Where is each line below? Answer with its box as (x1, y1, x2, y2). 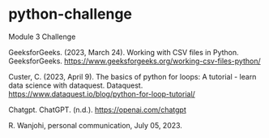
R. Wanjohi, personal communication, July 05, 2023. (8, 120, 182, 130)
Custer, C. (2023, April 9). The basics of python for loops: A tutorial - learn (8, 71, 257, 81)
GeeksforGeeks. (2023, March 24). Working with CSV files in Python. (8, 47, 239, 57)
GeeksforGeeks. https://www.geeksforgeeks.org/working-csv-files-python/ (8, 56, 261, 66)
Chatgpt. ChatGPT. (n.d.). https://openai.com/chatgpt (8, 105, 186, 114)
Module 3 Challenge (8, 32, 76, 41)
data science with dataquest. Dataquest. (8, 80, 143, 90)
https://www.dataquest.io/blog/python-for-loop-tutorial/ (8, 88, 196, 98)
